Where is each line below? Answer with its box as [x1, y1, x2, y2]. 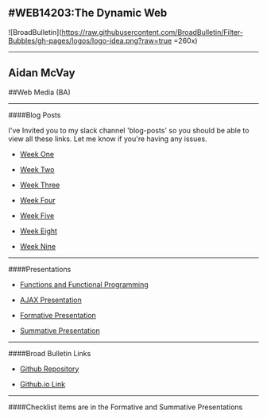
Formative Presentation [19, 310, 97, 320]
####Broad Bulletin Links [8, 348, 91, 358]
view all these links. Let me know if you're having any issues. [8, 134, 208, 144]
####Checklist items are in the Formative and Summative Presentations [8, 402, 243, 412]
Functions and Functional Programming [19, 279, 149, 289]
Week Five [19, 210, 55, 221]
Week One [19, 149, 54, 159]
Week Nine [19, 241, 56, 251]
